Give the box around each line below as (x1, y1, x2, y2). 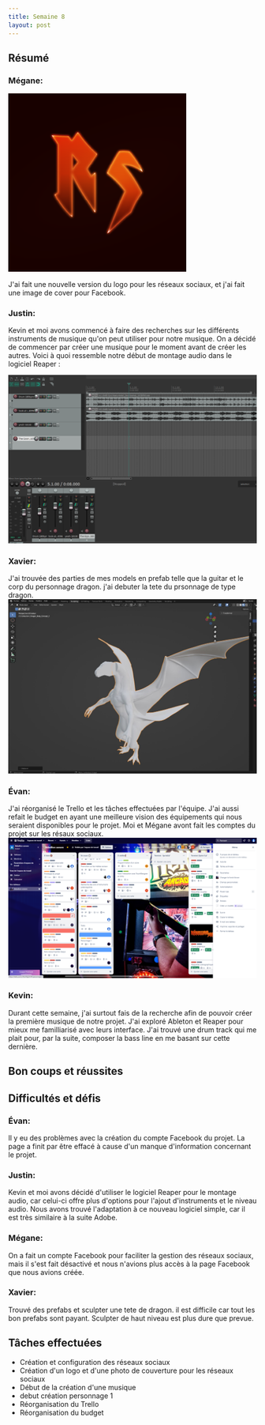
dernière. (8, 1042, 38, 1051)
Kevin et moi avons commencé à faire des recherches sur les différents (8, 326, 239, 335)
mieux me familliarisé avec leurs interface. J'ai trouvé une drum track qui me (8, 1024, 257, 1035)
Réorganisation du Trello (19, 1399, 99, 1408)
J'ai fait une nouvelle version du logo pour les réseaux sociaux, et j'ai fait (8, 280, 245, 289)
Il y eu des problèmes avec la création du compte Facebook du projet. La (8, 1133, 245, 1142)
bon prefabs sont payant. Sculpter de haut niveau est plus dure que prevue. (8, 1313, 254, 1323)
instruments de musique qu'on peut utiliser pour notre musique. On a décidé (8, 334, 256, 344)
